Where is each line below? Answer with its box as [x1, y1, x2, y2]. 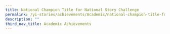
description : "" [5, 16, 39, 21]
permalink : [5, 12, 28, 17]
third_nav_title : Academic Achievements [5, 21, 92, 26]
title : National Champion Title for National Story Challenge [5, 7, 139, 12]
